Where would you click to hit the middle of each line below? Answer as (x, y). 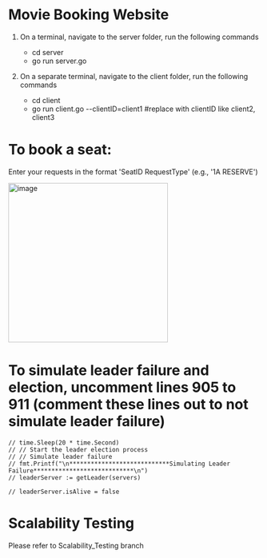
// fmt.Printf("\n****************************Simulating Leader (119, 464)
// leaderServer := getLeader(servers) (75, 477)
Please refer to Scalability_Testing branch (76, 545)
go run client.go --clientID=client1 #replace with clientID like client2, (143, 109)
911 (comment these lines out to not (129, 405)
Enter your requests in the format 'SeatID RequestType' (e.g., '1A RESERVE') (133, 171)
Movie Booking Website (89, 15)
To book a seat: (60, 150)
